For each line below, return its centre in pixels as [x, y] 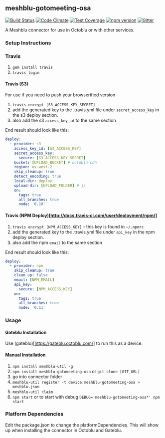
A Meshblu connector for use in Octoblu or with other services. [70, 30]
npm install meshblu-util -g [43, 366]
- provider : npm [26, 266]
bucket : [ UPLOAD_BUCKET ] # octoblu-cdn [56, 162]
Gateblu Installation [26, 332]
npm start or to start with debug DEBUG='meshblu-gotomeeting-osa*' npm [86, 397]
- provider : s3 [25, 144]
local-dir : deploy [33, 181]
